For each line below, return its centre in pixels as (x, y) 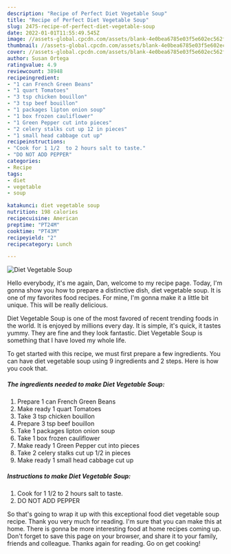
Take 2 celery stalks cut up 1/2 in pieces (74, 453)
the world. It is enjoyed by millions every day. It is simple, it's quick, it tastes (114, 326)
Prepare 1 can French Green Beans (66, 402)
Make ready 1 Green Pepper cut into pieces (78, 446)
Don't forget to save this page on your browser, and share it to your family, (112, 536)
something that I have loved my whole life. (67, 340)
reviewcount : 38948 (35, 71)
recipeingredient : (33, 78)
